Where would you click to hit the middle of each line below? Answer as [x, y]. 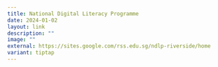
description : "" [31, 33]
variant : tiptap [31, 53]
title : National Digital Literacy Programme [73, 14]
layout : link [26, 27]
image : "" [22, 40]
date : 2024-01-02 [32, 20]
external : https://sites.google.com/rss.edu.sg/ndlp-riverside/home [109, 46]
